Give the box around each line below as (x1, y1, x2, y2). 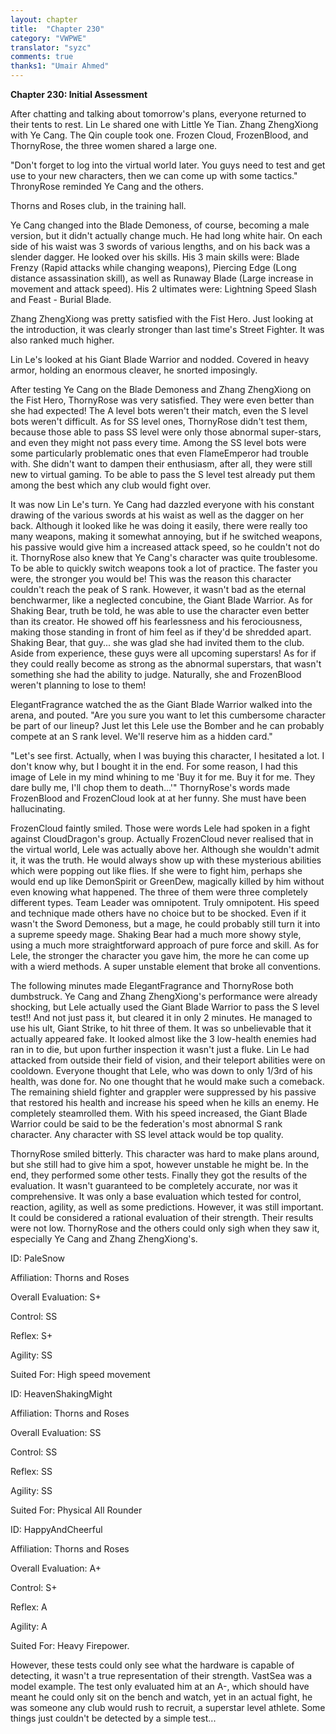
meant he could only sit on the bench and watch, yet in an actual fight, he (10, 1691, 313, 1703)
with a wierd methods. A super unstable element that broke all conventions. (10, 961, 322, 972)
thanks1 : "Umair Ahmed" (10, 61, 110, 71)
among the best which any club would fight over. (10, 479, 212, 491)
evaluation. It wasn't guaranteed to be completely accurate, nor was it (10, 1180, 298, 1191)
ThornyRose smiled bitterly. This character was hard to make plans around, (10, 1148, 320, 1160)
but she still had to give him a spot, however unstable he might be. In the (10, 1159, 309, 1170)
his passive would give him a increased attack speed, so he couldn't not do (10, 541, 320, 553)
